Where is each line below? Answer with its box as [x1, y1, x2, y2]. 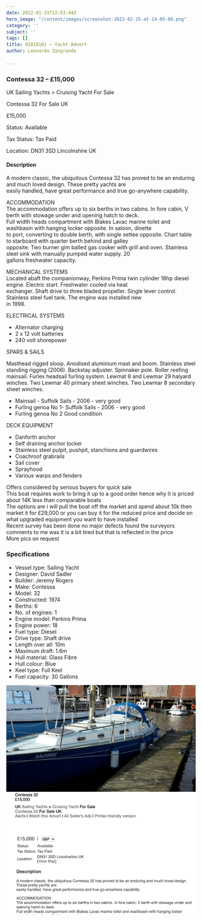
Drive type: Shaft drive [14, 634, 71, 642]
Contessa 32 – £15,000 [6, 75, 75, 83]
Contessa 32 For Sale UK [6, 100, 69, 108]
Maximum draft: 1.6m [14, 647, 67, 654]
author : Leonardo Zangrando [6, 48, 77, 54]
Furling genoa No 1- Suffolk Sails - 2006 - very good [14, 404, 145, 411]
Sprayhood [14, 465, 43, 473]
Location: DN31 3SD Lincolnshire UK [6, 147, 97, 155]
